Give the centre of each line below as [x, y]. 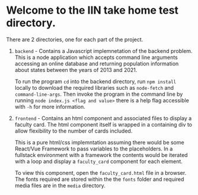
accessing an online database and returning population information [97, 64]
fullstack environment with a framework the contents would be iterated [101, 155]
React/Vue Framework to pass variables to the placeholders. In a [94, 149]
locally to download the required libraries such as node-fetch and [94, 87]
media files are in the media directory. [60, 185]
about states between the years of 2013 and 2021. [76, 70]
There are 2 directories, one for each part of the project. [75, 39]
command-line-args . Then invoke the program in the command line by [99, 94]
